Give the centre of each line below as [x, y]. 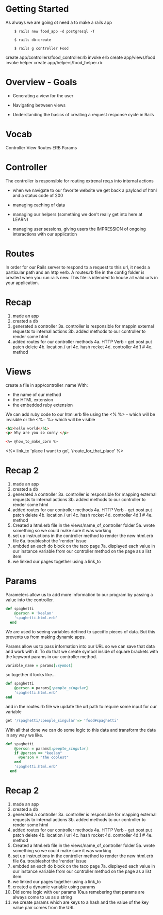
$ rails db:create [33, 40]
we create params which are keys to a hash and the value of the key [81, 902]
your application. [22, 283]
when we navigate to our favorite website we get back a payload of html [85, 190]
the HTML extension [33, 399]
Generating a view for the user [43, 95]
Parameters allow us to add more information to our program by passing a [79, 595]
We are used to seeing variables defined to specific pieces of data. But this [81, 631]
